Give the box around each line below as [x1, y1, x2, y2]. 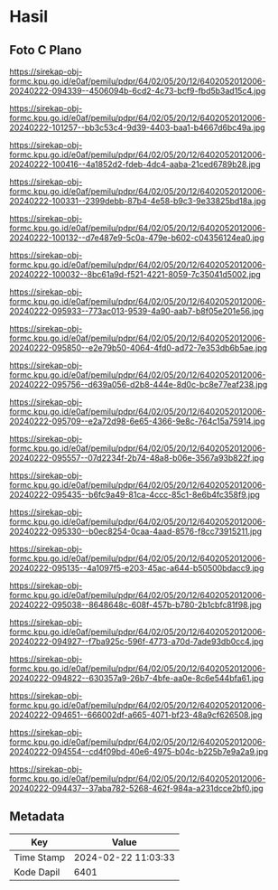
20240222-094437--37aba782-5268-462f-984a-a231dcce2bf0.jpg [9, 783, 264, 793]
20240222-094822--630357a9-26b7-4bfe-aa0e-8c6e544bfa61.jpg [9, 673, 264, 683]
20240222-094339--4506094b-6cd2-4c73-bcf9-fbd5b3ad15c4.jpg [9, 86, 266, 96]
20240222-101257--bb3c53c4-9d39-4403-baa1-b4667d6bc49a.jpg [9, 122, 265, 133]
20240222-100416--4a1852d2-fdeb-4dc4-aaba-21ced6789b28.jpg [9, 159, 261, 169]
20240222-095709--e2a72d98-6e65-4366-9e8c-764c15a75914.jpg [9, 416, 265, 426]
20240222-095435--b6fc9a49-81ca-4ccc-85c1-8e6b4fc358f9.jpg [9, 490, 260, 500]
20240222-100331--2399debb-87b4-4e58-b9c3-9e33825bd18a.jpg [9, 196, 266, 206]
